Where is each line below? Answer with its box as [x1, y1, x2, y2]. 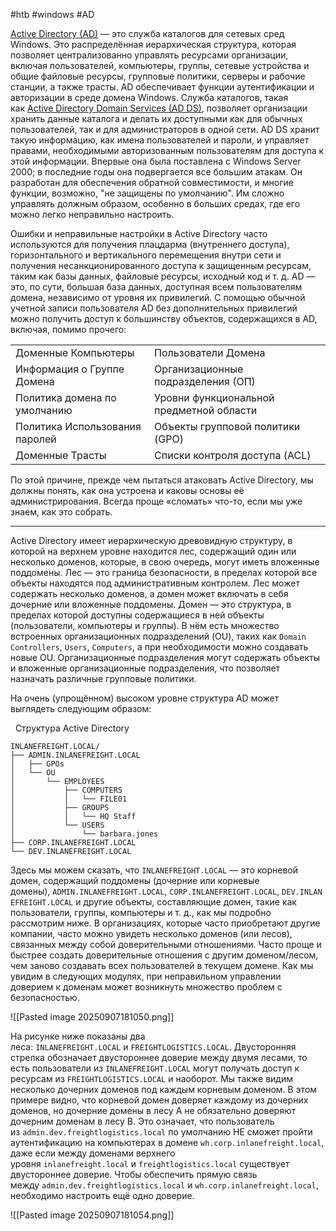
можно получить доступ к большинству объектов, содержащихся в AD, [10, 313, 318, 324]
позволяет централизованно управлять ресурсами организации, [10, 49, 289, 61]
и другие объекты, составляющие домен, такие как [75, 896, 297, 908]
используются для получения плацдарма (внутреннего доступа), [10, 239, 290, 250]
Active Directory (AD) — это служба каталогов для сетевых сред [10, 28, 285, 39]
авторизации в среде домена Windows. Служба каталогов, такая [10, 92, 289, 103]
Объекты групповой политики [154, 420, 301, 433]
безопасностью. [10, 992, 80, 1003]
